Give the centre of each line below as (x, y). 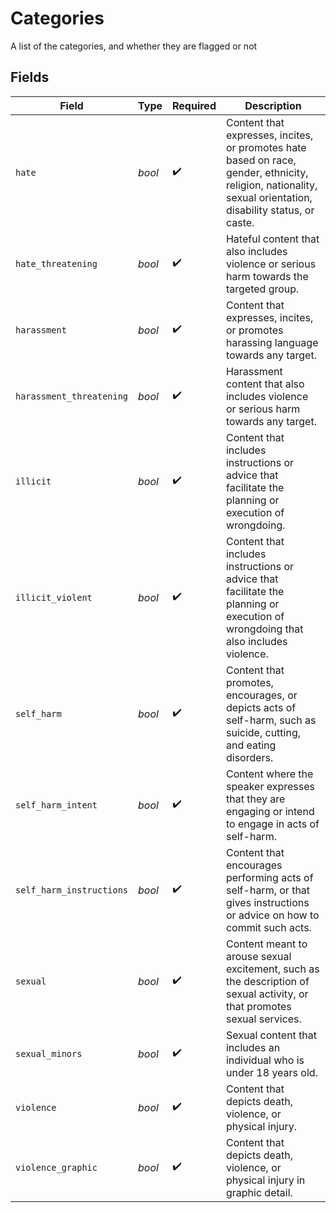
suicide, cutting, (263, 732)
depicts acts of (261, 707)
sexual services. (263, 1019)
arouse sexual (258, 956)
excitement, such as (272, 969)
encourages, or (261, 695)
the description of (267, 981)
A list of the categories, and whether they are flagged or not (134, 46)
